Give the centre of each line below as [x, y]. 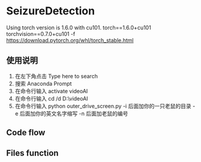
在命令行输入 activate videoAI [51, 91]
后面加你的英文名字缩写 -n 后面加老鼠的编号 [74, 113]
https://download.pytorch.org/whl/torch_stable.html [70, 40]
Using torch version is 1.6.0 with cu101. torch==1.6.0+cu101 [79, 27]
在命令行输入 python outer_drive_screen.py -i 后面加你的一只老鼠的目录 [103, 106]
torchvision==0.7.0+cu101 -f [41, 33]
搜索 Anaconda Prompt [43, 83]
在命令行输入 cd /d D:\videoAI [51, 98]
